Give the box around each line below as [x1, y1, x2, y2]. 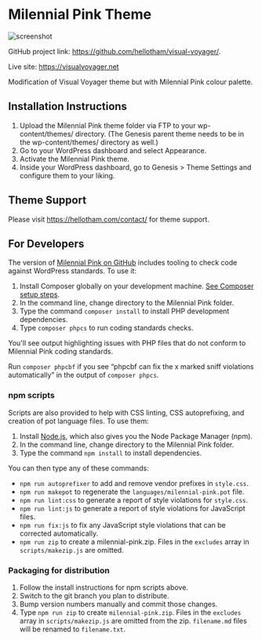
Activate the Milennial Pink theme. [19, 154, 130, 163]
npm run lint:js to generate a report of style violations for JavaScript [19, 503, 246, 513]
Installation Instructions [8, 100, 128, 113]
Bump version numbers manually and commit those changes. [19, 599, 218, 609]
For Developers [8, 237, 85, 251]
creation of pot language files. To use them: [8, 416, 149, 426]
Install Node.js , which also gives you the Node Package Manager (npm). [19, 431, 253, 441]
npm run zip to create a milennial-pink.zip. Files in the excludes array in [19, 536, 249, 547]
